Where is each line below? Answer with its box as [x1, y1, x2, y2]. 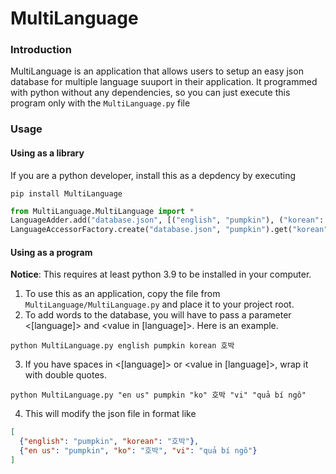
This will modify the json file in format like [24, 408, 197, 420]
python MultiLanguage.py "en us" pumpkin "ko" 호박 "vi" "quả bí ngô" [10, 390, 307, 401]
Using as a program [10, 246, 93, 258]
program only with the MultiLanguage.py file [10, 97, 191, 109]
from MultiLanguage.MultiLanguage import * [10, 206, 195, 216]
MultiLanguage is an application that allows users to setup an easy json [10, 65, 304, 77]
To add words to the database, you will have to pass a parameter [24, 309, 292, 321]
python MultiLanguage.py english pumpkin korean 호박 [10, 341, 235, 351]
